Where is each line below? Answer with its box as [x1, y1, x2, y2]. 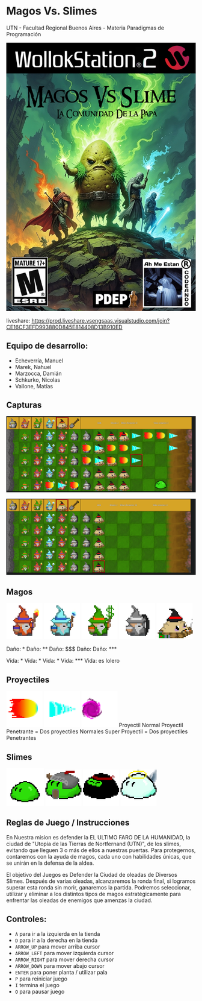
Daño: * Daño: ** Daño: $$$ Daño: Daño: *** [6, 645, 117, 652]
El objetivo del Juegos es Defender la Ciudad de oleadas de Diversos [6, 871, 177, 878]
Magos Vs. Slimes [6, 4, 97, 18]
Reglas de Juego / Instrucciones [6, 818, 130, 828]
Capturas [6, 400, 42, 410]
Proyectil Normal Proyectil [118, 722, 183, 729]
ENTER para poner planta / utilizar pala [14, 968, 108, 976]
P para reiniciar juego [14, 975, 68, 982]
